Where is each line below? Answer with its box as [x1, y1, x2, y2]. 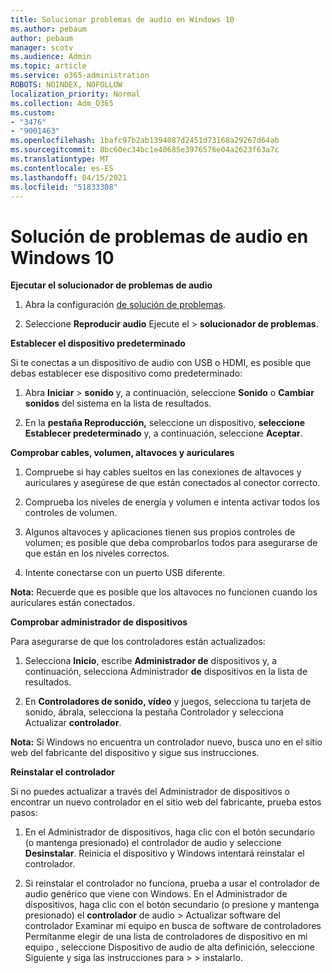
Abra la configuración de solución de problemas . [24, 299, 226, 311]
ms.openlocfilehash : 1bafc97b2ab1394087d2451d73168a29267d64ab [10, 136, 280, 146]
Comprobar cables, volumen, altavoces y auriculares [10, 447, 235, 459]
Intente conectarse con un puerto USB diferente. [24, 567, 226, 579]
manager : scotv [10, 42, 74, 53]
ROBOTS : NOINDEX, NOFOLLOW [10, 80, 123, 90]
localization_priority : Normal [10, 89, 141, 99]
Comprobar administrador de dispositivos [10, 616, 188, 628]
